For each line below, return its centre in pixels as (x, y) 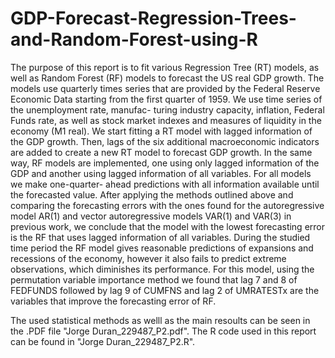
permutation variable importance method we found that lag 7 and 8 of (154, 279)
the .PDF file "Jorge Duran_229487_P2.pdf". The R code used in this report (163, 331)
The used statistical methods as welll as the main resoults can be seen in (160, 320)
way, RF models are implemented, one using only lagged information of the (165, 163)
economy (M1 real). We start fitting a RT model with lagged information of (161, 131)
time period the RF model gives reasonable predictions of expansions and (162, 248)
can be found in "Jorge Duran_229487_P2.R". (103, 341)
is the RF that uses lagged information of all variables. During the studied (160, 237)
